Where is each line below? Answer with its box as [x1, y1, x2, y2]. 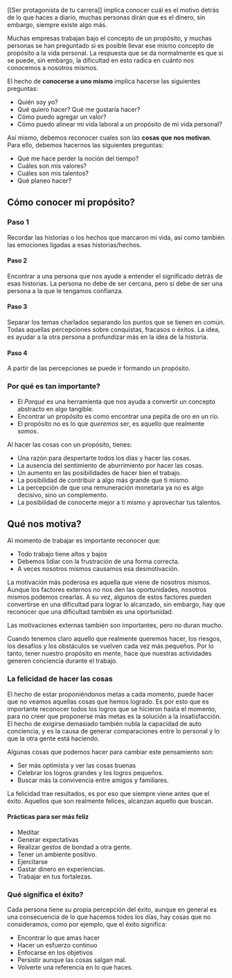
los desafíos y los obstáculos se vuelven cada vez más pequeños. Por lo [7, 642, 214, 650]
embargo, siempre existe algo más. [7, 21, 107, 28]
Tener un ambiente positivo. [17, 850, 97, 859]
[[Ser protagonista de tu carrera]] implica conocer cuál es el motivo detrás [7, 6, 220, 14]
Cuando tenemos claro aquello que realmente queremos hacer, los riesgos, [7, 635, 222, 643]
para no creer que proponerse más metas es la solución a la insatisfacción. [7, 712, 222, 720]
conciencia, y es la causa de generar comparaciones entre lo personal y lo [7, 727, 220, 735]
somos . [17, 426, 39, 435]
